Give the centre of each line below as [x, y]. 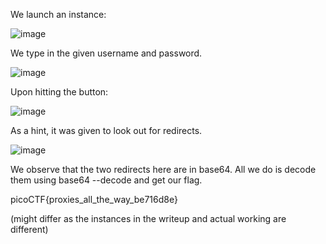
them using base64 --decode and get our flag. [106, 180]
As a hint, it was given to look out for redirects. [106, 130]
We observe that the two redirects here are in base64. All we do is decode [163, 169]
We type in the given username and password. [106, 53]
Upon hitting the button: [59, 92]
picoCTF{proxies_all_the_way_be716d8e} [94, 199]
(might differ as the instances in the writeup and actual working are [148, 218]
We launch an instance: [58, 14]
